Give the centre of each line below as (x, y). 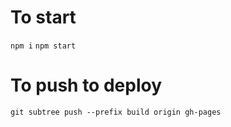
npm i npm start (43, 46)
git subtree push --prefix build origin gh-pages (116, 112)
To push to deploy (86, 85)
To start (43, 17)
